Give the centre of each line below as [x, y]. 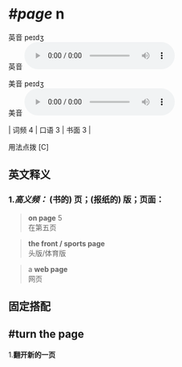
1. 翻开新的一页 [32, 354]
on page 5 [45, 217]
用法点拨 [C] [29, 146]
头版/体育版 [47, 253]
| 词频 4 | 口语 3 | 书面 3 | [50, 130]
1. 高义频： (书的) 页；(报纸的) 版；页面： [86, 200]
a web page [48, 269]
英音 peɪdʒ [26, 37]
